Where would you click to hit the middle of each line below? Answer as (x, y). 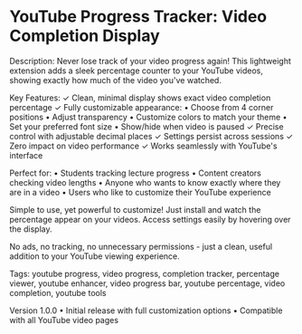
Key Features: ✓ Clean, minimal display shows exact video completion (140, 98)
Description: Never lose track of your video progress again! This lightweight (151, 61)
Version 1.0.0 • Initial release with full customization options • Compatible (146, 310)
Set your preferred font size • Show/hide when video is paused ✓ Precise (146, 126)
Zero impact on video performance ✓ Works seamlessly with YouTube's (143, 146)
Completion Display (85, 36)
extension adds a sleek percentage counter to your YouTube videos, (137, 71)
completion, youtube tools (58, 292)
